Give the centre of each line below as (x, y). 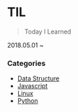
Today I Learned (48, 31)
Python (28, 101)
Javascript (32, 86)
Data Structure (38, 78)
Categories (26, 63)
